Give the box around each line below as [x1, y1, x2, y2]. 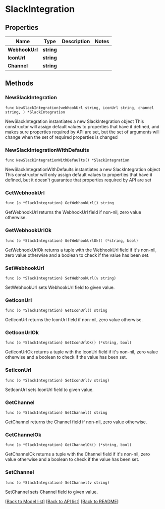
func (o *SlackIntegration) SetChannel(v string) [5, 480, 110, 485]
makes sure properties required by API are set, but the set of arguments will [5, 129, 160, 135]
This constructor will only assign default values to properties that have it [5, 171, 153, 177]
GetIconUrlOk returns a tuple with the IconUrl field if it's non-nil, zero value [5, 349, 158, 355]
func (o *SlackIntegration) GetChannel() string [5, 410, 108, 415]
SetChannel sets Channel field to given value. [5, 489, 98, 495]
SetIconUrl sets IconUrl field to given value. [5, 387, 94, 393]
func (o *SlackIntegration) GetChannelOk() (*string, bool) [5, 443, 132, 448]
